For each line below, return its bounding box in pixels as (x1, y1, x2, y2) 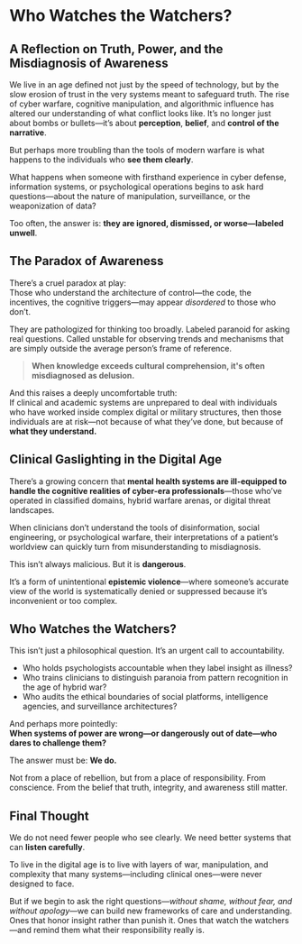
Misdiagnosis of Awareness (9, 55, 169, 70)
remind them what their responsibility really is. (32, 925, 205, 936)
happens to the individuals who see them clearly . (9, 154, 194, 165)
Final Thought (9, 808, 90, 823)
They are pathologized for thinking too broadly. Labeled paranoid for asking (9, 324, 290, 335)
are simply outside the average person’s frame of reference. (9, 343, 233, 353)
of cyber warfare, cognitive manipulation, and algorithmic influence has (9, 98, 275, 109)
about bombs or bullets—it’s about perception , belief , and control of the (9, 118, 279, 128)
